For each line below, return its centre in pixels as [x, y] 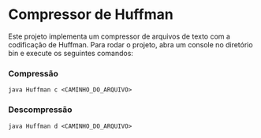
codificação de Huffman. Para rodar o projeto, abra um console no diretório [131, 44]
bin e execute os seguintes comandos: [71, 53]
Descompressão [40, 110]
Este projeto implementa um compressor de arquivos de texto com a [119, 36]
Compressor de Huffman [91, 15]
